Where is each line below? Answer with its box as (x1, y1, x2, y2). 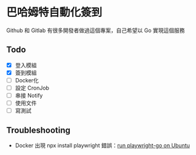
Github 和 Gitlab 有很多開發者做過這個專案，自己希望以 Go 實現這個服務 (6, 27, 185, 34)
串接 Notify (15, 92, 43, 99)
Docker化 (15, 76, 39, 84)
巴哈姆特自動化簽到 (6, 5, 103, 19)
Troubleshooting (6, 125, 71, 135)
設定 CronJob (15, 84, 50, 91)
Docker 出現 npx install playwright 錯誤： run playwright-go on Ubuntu (15, 142, 190, 149)
